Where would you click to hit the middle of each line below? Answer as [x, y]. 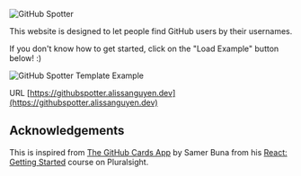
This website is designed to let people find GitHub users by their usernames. [151, 31]
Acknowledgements [67, 131]
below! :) [26, 58]
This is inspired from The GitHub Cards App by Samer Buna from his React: [148, 152]
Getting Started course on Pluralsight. [79, 162]
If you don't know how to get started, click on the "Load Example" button [144, 48]
